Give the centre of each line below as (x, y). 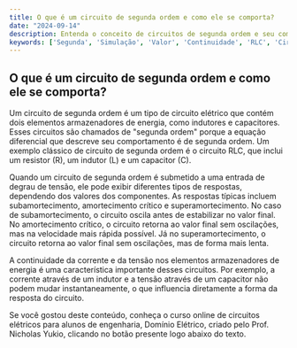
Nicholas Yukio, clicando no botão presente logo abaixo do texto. (128, 334)
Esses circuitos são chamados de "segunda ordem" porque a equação (138, 132)
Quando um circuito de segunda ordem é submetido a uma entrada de (137, 177)
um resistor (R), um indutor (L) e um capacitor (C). (100, 160)
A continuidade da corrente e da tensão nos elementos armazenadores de (145, 260)
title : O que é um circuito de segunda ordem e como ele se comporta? (142, 17)
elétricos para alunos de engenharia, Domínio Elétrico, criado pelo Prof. (139, 325)
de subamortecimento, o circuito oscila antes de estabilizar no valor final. (142, 215)
